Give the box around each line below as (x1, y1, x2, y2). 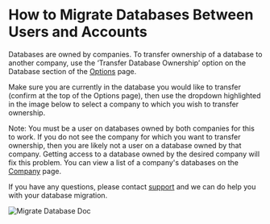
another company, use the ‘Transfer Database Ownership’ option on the (8, 58, 247, 68)
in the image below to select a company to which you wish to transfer (8, 99, 239, 109)
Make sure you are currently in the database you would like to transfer (8, 82, 242, 92)
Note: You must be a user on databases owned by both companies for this (8, 123, 255, 133)
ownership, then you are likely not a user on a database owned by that (8, 140, 242, 150)
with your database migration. (8, 190, 108, 200)
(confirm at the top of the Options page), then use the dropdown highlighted (8, 90, 261, 100)
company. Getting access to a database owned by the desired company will (8, 149, 260, 159)
